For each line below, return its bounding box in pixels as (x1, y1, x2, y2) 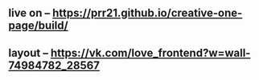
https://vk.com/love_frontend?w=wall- (50, 46, 251, 59)
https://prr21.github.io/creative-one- (51, 6, 243, 20)
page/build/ (8, 19, 68, 33)
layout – (8, 46, 48, 59)
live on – (8, 6, 51, 20)
